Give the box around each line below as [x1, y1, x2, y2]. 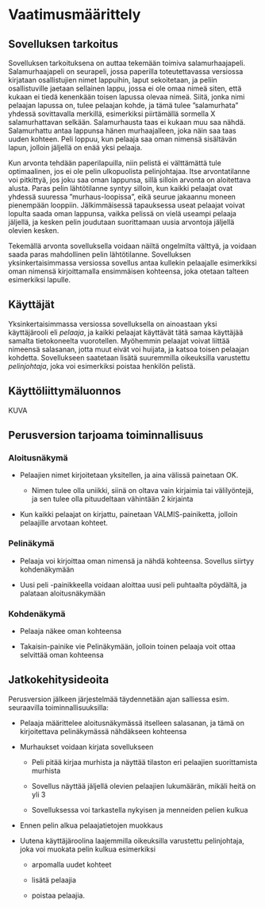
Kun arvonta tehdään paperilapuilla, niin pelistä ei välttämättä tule [8, 158, 222, 168]
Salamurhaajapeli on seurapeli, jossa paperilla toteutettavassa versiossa [8, 67, 244, 76]
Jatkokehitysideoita [8, 673, 109, 687]
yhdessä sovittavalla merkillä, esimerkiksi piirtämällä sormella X [8, 109, 216, 118]
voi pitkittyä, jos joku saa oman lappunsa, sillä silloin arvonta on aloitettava [8, 175, 252, 184]
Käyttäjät [8, 298, 55, 312]
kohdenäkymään [19, 565, 75, 574]
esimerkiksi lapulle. [8, 275, 71, 284]
